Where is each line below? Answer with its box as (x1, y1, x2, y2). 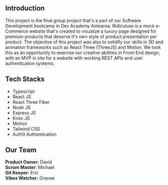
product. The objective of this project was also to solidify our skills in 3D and (5, 39, 163, 45)
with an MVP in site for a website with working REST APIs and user (5, 55, 143, 61)
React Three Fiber (12, 99, 50, 105)
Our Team (5, 146, 37, 154)
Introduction (5, 4, 45, 13)
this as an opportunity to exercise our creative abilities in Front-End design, (5, 49, 160, 55)
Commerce (5, 28, 29, 34)
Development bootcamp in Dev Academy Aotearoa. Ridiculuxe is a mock (5, 23, 155, 29)
